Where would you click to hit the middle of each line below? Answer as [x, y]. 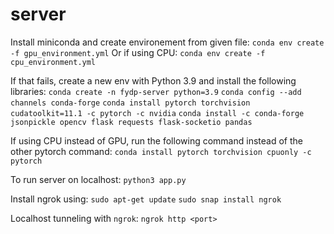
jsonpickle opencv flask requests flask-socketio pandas [131, 122]
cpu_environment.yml [53, 62]
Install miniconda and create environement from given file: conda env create [167, 42]
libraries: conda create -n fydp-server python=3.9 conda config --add [156, 91]
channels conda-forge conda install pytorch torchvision [130, 103]
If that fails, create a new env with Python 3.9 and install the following [153, 80]
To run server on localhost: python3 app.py [98, 179]
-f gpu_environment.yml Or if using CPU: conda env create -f [138, 52]
